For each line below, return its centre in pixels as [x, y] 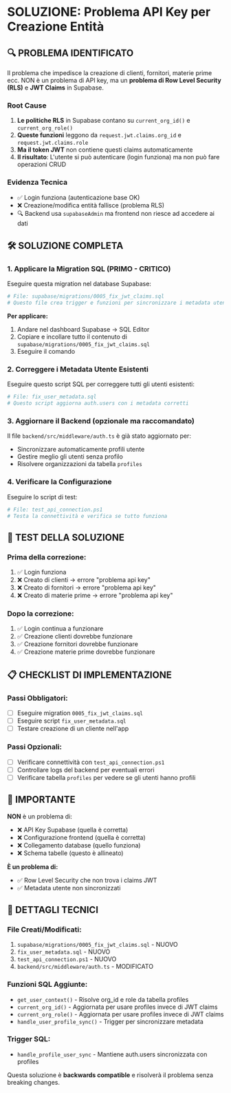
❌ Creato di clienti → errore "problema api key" [84, 580]
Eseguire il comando [46, 352]
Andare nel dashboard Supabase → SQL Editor [83, 330]
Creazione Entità [56, 27]
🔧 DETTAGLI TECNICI [53, 910]
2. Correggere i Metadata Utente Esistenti [78, 369]
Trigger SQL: [29, 1039]
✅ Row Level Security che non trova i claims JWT [87, 880]
